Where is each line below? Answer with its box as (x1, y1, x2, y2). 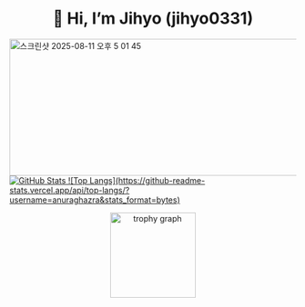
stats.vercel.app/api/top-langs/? (9, 184, 130, 195)
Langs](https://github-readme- (89, 174, 206, 185)
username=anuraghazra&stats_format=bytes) (9, 194, 180, 205)
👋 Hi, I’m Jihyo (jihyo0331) (53, 8, 253, 29)
